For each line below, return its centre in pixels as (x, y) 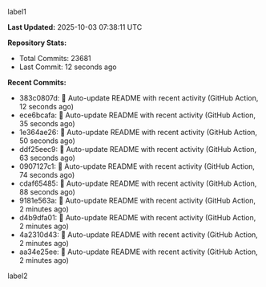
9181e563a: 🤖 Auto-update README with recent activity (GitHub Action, (137, 201)
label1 (17, 12)
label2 (18, 276)
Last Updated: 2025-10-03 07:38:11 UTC (75, 27)
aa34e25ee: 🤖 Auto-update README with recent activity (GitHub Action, (138, 252)
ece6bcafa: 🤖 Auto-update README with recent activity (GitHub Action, (137, 115)
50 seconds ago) (47, 141)
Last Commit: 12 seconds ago (68, 67)
